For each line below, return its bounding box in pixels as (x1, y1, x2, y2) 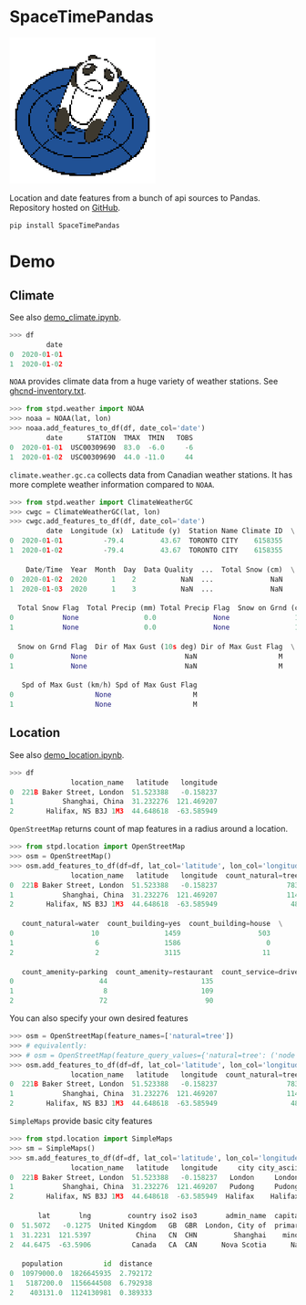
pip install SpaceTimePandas (9, 221, 120, 230)
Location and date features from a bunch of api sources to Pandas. (9, 192, 261, 203)
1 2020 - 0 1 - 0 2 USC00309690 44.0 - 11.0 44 (9, 452, 194, 462)
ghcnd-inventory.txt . (9, 385, 87, 396)
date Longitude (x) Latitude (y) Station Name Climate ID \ (46, 527, 296, 536)
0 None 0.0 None (9, 614, 230, 623)
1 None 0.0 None (9, 623, 230, 632)
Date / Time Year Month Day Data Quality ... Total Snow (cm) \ (25, 564, 296, 574)
